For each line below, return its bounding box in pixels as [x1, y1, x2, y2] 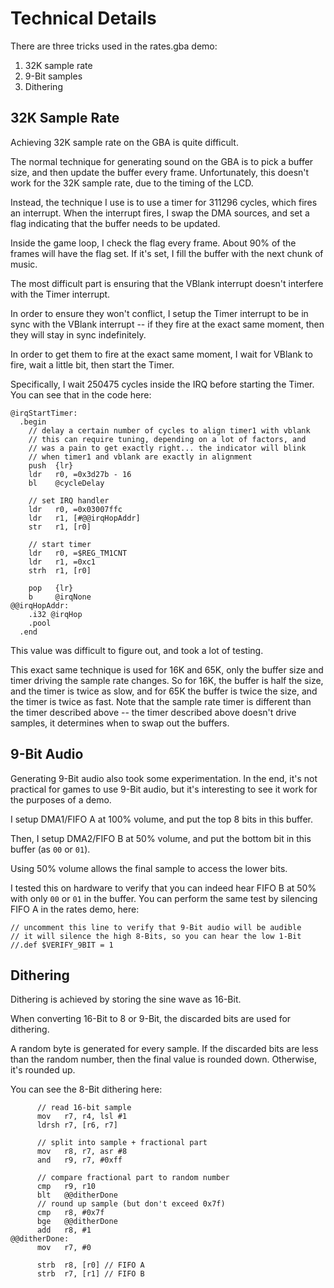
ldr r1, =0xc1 [28, 557, 97, 567]
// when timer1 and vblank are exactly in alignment [28, 452, 253, 462]
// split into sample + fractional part [36, 1138, 208, 1148]
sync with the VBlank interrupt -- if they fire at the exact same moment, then [10, 318, 325, 330]
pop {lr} [28, 583, 74, 593]
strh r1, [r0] [28, 565, 92, 576]
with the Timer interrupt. [10, 288, 111, 300]
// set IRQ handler [28, 495, 110, 506]
